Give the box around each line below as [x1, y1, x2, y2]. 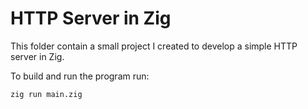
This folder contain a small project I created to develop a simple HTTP [10, 40, 298, 52]
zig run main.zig [10, 89, 83, 99]
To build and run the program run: [10, 70, 150, 82]
